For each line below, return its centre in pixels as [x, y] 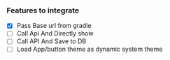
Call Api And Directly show [55, 33]
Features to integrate [43, 10]
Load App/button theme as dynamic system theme [90, 49]
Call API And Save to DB [51, 41]
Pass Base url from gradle [54, 26]
